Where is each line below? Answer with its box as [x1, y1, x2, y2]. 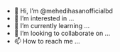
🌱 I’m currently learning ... [13, 22, 90, 30]
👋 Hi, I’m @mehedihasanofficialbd [13, 7, 114, 15]
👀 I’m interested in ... [13, 14, 75, 22]
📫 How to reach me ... [13, 37, 80, 45]
